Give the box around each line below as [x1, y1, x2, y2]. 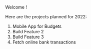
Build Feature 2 [12, 29, 44, 34]
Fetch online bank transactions [12, 39, 76, 45]
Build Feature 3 [12, 34, 44, 40]
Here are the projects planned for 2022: [5, 14, 87, 19]
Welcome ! [5, 4, 27, 10]
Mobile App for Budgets [12, 23, 61, 29]
